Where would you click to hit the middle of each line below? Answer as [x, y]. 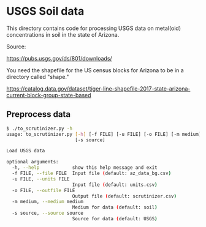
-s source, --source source [48, 213]
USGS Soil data [45, 11]
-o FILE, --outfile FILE [44, 190]
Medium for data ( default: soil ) [115, 207]
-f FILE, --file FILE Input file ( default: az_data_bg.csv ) [92, 173]
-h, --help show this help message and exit [85, 168]
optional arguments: [33, 162]
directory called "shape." [38, 76]
